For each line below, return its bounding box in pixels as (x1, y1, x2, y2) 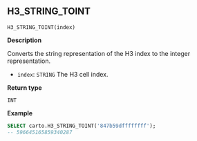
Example (7, 109, 33, 117)
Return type (7, 83, 43, 92)
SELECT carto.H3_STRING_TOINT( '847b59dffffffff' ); (7, 122, 156, 129)
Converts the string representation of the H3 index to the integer (7, 49, 191, 57)
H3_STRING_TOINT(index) (7, 23, 76, 30)
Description (7, 36, 42, 44)
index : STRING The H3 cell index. (17, 70, 109, 78)
